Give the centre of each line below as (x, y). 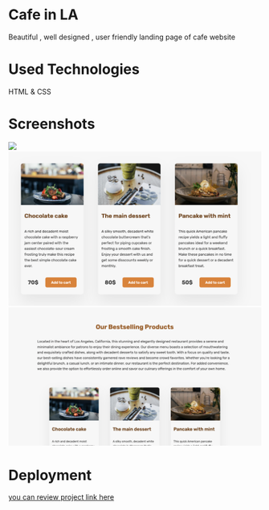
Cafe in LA (43, 15)
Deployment (50, 475)
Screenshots (52, 124)
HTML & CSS (30, 91)
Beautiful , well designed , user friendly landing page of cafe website (122, 37)
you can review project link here (61, 497)
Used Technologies (74, 69)
